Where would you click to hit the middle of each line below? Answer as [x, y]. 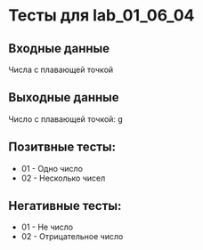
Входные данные [59, 48]
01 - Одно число [52, 168]
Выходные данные [64, 97]
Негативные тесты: [65, 206]
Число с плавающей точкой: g [66, 119]
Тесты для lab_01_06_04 [101, 16]
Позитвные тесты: [62, 147]
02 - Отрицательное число [72, 237]
